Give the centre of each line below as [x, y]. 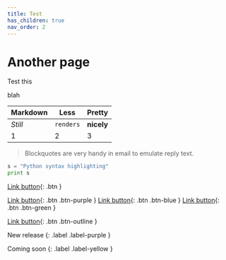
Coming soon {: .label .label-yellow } [60, 249]
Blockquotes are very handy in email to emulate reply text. [109, 153]
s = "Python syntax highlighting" [58, 167]
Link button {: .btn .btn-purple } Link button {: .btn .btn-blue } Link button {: [114, 200]
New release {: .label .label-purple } [59, 235]
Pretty [97, 112]
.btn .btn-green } [32, 208]
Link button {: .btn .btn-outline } [52, 221]
